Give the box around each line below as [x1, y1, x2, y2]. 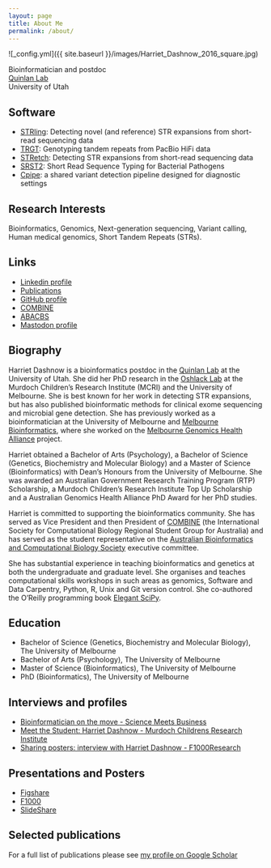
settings [19, 179, 48, 189]
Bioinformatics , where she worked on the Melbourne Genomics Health [8, 425, 243, 435]
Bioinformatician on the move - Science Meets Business [19, 717, 207, 727]
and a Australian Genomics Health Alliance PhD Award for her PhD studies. [8, 492, 257, 502]
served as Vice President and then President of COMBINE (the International [8, 517, 260, 526]
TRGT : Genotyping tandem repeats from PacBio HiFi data [19, 144, 211, 154]
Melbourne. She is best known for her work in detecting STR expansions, [8, 390, 252, 401]
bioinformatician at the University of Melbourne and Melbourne [8, 416, 218, 426]
